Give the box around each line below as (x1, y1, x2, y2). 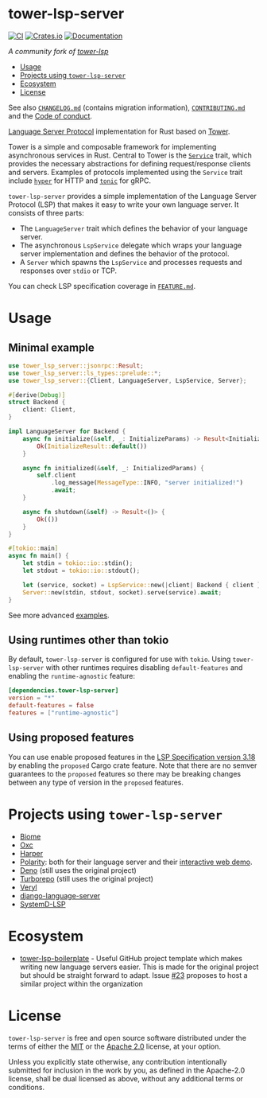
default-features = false (8, 702, 94, 710)
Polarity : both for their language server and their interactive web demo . (19, 857, 253, 866)
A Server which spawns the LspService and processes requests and (19, 257, 242, 267)
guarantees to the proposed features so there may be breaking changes (8, 769, 241, 778)
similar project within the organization (19, 979, 143, 988)
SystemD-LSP (19, 899, 66, 909)
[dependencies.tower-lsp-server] (8, 687, 119, 695)
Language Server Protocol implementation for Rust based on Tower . (8, 127, 230, 136)
